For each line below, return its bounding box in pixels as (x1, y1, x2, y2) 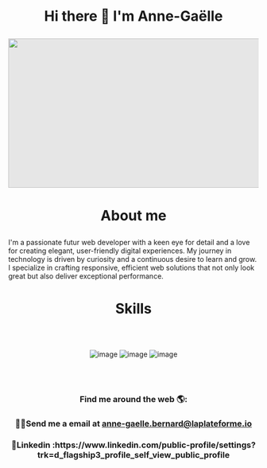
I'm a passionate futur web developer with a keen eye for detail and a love (8, 238, 250, 248)
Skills (114, 299, 153, 318)
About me (100, 207, 167, 225)
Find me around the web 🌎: (79, 394, 188, 405)
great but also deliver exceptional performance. (8, 271, 164, 281)
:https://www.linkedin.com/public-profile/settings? (52, 439, 256, 450)
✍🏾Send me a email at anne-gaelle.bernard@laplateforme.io (14, 418, 253, 429)
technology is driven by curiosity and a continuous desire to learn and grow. (8, 255, 257, 264)
